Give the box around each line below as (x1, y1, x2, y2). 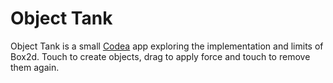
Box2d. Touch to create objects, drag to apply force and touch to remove (10, 50, 311, 62)
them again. (10, 61, 60, 73)
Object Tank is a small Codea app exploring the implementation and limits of (10, 40, 324, 52)
